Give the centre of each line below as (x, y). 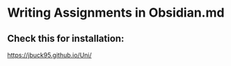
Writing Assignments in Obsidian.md (116, 13)
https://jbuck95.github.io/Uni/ (49, 55)
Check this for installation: (66, 39)
